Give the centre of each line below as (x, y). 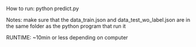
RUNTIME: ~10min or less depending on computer (67, 37)
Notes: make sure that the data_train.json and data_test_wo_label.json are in (98, 20)
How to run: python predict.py (43, 9)
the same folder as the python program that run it (66, 26)
